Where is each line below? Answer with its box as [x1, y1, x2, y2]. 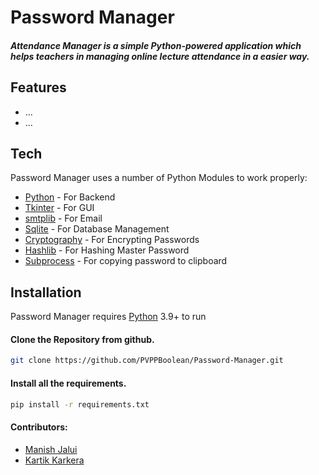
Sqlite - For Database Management [24, 223, 170, 235]
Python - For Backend [24, 191, 116, 203]
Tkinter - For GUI [24, 202, 95, 214]
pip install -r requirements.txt [10, 399, 150, 410]
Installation [10, 284, 82, 301]
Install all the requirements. [10, 377, 127, 389]
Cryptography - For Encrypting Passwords [24, 234, 200, 246]
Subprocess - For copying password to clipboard [24, 255, 228, 267]
